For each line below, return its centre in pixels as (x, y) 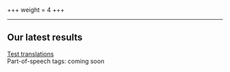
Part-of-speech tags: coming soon (56, 61)
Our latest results (45, 38)
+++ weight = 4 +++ (36, 10)
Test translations (30, 54)
